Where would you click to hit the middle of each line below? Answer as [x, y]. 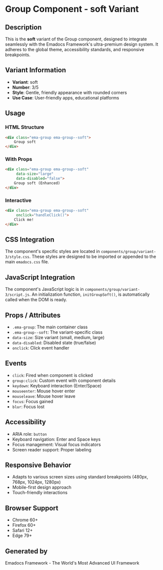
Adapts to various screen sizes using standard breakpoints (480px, [80, 477]
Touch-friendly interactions [40, 493]
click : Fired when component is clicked [53, 375]
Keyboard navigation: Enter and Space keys [56, 439]
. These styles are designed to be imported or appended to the [93, 256]
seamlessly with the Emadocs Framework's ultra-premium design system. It [82, 44]
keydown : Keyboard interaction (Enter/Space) [57, 385]
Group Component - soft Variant [72, 9]
